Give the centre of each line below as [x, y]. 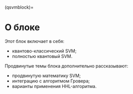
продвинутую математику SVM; [46, 75]
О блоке [22, 27]
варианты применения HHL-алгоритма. [54, 86]
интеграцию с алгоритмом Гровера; [51, 81]
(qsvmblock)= [19, 7]
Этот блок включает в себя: [35, 41]
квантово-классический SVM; [44, 51]
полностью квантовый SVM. [42, 56]
